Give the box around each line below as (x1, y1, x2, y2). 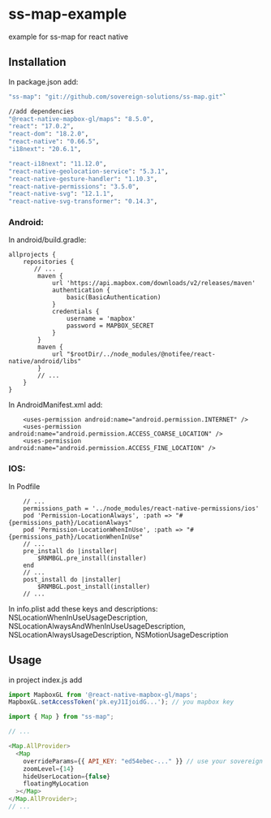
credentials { (51, 308, 100, 316)
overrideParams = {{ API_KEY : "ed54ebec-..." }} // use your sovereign (23, 757, 264, 765)
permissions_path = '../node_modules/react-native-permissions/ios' (23, 504, 260, 513)
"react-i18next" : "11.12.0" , (8, 159, 107, 167)
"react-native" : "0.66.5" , (8, 137, 100, 146)
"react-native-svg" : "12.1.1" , (8, 190, 114, 198)
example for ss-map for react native (8, 32, 128, 41)
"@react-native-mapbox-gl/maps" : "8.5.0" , (8, 115, 154, 123)
